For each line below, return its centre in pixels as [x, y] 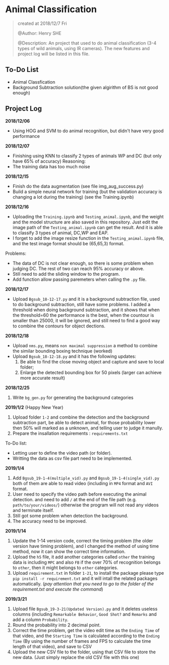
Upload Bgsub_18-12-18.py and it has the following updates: [74, 356]
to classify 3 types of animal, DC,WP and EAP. [61, 233]
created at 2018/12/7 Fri [42, 23]
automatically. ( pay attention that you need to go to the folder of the [83, 583]
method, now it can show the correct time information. [69, 551]
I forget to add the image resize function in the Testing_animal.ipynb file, [88, 238]
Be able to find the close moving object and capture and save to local [92, 361]
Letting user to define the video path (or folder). [62, 453]
